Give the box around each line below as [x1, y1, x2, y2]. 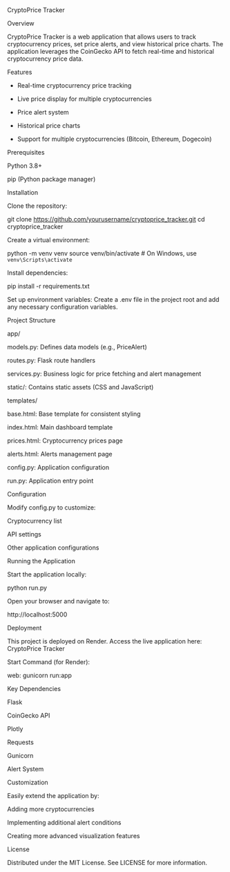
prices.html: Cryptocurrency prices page [7, 436, 123, 445]
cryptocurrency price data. [7, 55, 84, 63]
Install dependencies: [7, 269, 68, 277]
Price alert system [17, 108, 69, 116]
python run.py [7, 583, 47, 592]
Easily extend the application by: [7, 792, 99, 800]
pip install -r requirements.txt [7, 282, 90, 290]
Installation [7, 188, 39, 196]
